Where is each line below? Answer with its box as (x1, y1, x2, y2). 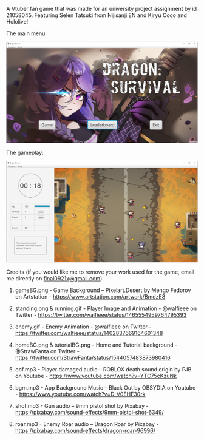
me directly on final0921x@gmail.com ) (6, 274, 103, 282)
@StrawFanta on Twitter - (15, 347, 80, 354)
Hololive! (6, 18, 29, 25)
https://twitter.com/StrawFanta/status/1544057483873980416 (15, 354, 171, 361)
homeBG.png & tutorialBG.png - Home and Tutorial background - (15, 341, 178, 348)
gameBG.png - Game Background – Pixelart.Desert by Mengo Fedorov (15, 286, 191, 294)
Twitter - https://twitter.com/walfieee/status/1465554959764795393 (15, 311, 187, 318)
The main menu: (6, 30, 47, 37)
